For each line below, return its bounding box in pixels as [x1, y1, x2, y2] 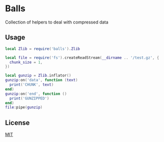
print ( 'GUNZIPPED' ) [9, 96, 50, 101]
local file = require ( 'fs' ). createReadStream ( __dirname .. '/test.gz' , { [5, 55, 160, 60]
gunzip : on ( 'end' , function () [5, 91, 67, 96]
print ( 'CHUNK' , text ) [9, 82, 54, 87]
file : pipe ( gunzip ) [5, 105, 43, 110]
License [5, 118, 30, 127]
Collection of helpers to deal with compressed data [5, 19, 109, 25]
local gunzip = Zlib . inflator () [5, 73, 71, 78]
